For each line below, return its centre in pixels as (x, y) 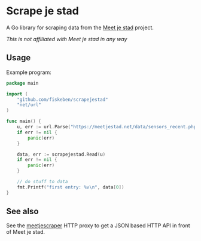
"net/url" (29, 105)
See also (22, 211)
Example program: (29, 72)
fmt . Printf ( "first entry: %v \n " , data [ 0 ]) (71, 187)
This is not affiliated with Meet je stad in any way (67, 39)
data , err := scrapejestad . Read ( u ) (61, 154)
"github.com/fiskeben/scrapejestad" (63, 100)
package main (22, 83)
